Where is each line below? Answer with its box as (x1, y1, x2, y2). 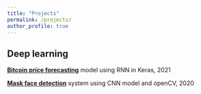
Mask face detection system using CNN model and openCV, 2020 (7, 79, 195, 87)
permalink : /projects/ (7, 16, 72, 23)
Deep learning (7, 48, 68, 59)
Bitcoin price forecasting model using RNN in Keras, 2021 (7, 66, 171, 74)
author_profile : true (7, 22, 69, 29)
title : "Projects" (7, 10, 59, 17)
